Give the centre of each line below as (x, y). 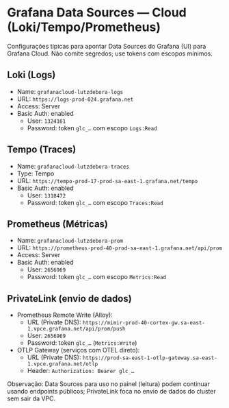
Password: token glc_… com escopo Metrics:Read (97, 277)
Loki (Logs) (31, 75)
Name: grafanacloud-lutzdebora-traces (73, 166)
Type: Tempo (36, 173)
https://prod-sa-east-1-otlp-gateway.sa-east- (150, 358)
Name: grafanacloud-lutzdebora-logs (70, 91)
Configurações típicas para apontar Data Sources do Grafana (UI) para (107, 46)
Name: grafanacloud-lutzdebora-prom (70, 241)
